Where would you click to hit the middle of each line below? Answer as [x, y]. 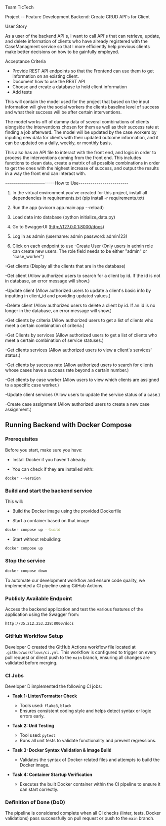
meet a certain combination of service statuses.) [54, 340]
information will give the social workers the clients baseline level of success [82, 107]
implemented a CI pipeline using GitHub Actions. [54, 586]
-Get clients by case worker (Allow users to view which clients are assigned [82, 380]
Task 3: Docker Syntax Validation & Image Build [62, 750]
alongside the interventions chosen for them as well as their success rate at [82, 127]
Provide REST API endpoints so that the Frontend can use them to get [83, 71]
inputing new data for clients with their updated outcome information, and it [82, 138]
